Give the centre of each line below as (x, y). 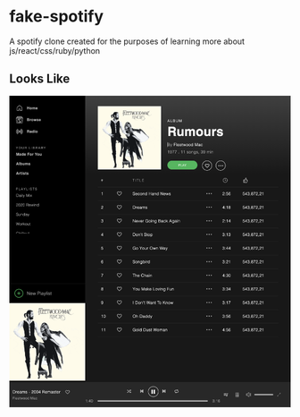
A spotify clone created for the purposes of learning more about (127, 41)
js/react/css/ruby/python (55, 50)
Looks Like (40, 79)
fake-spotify (57, 17)
